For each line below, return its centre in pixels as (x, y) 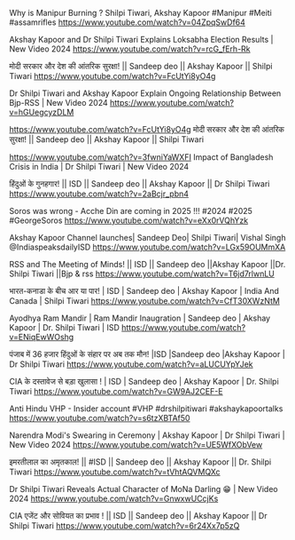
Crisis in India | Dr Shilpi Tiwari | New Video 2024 (99, 167)
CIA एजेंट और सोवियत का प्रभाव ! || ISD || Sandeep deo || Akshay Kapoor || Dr (138, 516)
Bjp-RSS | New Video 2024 (58, 103)
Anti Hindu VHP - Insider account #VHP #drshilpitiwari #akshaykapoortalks (146, 409)
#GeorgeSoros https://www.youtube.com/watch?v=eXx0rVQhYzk (129, 220)
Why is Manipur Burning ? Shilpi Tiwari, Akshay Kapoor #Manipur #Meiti (140, 13)
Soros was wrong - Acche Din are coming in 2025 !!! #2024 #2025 (131, 211)
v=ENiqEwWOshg (42, 337)
